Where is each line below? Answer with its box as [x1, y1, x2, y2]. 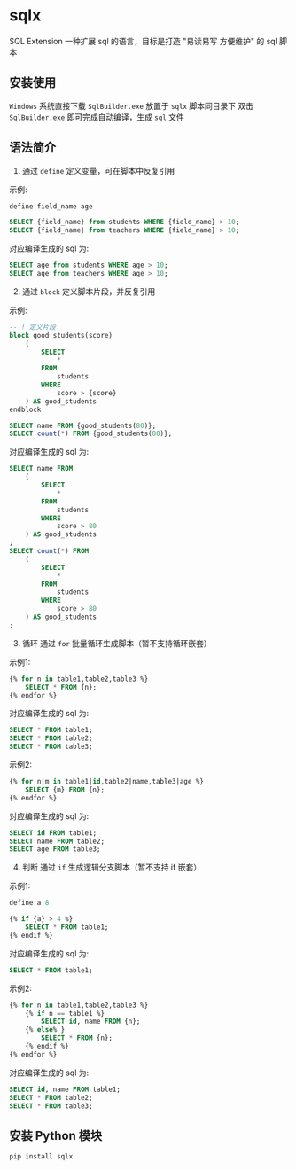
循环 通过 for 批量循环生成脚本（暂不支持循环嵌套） [21, 637, 213, 648]
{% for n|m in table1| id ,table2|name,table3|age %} [9, 777, 204, 786]
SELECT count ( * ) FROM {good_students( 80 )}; [9, 429, 173, 439]
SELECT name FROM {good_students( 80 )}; [9, 421, 157, 430]
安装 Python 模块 [9, 1127, 103, 1143]
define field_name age [9, 201, 93, 211]
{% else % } [25, 1026, 66, 1034]
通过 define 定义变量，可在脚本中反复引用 [21, 165, 175, 175]
